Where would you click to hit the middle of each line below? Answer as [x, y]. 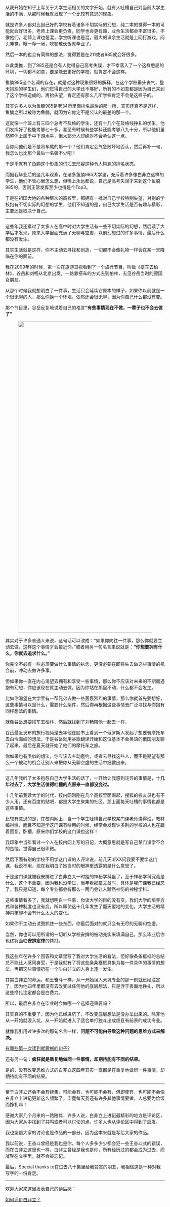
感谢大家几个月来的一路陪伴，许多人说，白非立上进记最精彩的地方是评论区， [85, 1115]
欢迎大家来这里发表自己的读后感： [41, 1189]
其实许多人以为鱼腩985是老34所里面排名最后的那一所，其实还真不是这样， [83, 106]
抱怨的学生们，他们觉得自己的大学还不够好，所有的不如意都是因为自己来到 [87, 89]
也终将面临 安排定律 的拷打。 [34, 941]
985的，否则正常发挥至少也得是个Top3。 [48, 187]
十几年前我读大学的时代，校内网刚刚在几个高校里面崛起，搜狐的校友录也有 [83, 795]
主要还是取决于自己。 [27, 211]
